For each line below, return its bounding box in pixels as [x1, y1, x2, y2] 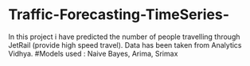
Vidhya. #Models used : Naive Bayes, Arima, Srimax [8, 49, 178, 58]
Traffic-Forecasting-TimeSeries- [8, 6, 229, 24]
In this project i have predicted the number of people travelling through [8, 32, 240, 41]
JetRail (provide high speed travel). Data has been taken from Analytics [8, 40, 242, 49]
